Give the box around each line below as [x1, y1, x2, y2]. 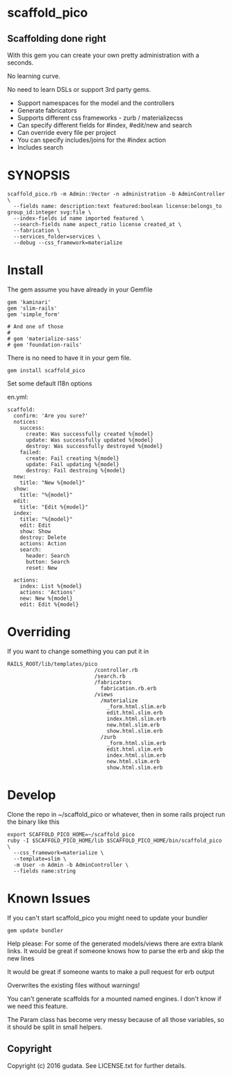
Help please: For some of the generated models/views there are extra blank [7, 939, 224, 948]
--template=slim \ [13, 855, 67, 862]
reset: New [25, 564, 58, 571]
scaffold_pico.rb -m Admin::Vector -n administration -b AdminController [7, 190, 226, 198]
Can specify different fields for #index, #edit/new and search [17, 121, 192, 129]
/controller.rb [94, 667, 138, 673]
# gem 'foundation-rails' [7, 341, 82, 349]
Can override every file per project [17, 129, 117, 136]
